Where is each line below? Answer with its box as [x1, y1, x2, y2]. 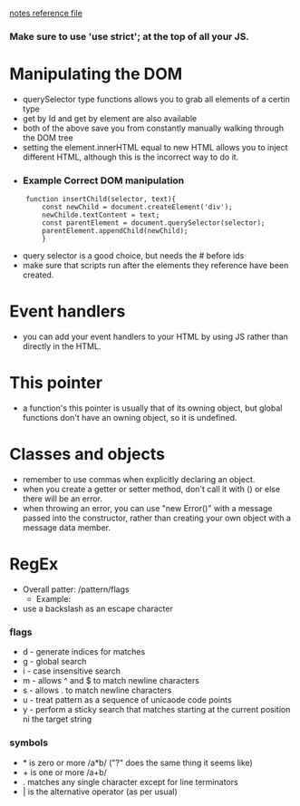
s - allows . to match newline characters [22, 685, 172, 696]
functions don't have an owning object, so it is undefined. [22, 413, 237, 423]
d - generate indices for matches [22, 646, 146, 657]
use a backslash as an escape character [22, 603, 174, 614]
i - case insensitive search [22, 665, 121, 676]
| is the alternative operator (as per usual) [22, 786, 179, 797]
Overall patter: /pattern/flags [22, 584, 130, 595]
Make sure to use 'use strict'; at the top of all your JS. [9, 30, 249, 43]
